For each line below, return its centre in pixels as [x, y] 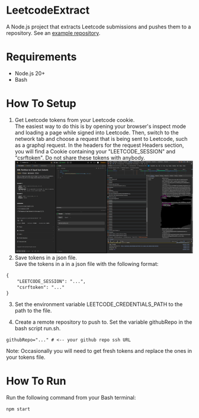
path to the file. [33, 310]
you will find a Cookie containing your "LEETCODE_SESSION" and [95, 151]
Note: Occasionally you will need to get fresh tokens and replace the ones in [99, 351]
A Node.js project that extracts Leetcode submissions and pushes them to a [99, 27]
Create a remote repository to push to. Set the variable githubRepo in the [103, 322]
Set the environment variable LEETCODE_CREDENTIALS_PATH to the [99, 304]
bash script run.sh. [38, 328]
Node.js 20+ [30, 73]
